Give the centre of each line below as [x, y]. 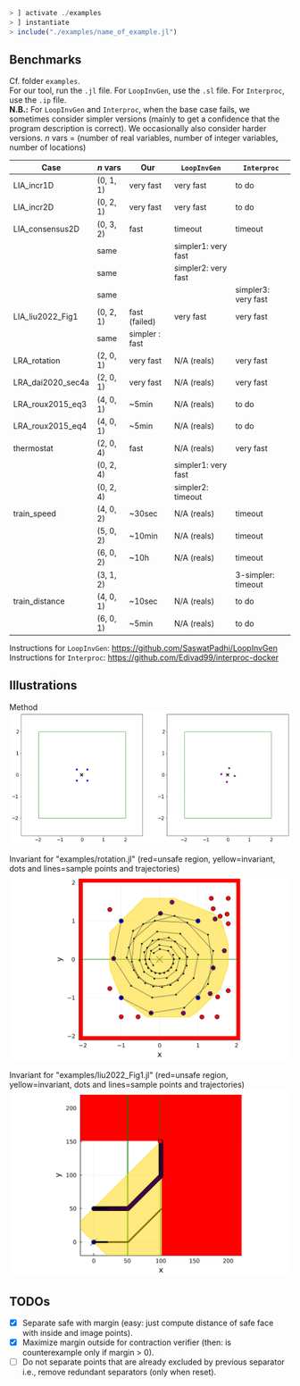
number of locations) [48, 147]
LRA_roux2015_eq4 [50, 426]
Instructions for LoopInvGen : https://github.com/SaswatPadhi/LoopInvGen [144, 647]
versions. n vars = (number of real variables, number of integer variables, [144, 138]
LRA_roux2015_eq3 [50, 405]
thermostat [33, 448]
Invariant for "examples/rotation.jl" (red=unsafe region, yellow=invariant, [142, 859]
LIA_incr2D [33, 207]
